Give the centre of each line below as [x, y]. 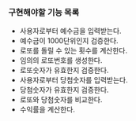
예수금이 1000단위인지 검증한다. [69, 41]
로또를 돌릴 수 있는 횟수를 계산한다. [74, 51]
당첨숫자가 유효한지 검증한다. [64, 90]
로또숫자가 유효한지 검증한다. [64, 70]
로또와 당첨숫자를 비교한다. [61, 100]
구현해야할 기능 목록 [44, 12]
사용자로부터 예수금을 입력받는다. [70, 31]
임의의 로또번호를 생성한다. [61, 60]
